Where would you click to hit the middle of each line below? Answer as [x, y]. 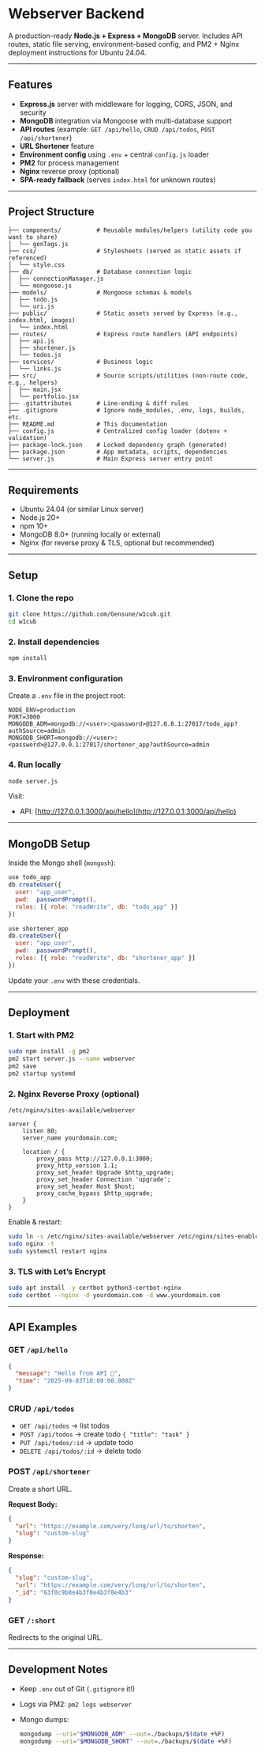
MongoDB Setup [49, 844]
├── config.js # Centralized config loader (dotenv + [118, 431]
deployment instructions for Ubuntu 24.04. [77, 52]
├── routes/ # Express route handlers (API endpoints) [123, 334]
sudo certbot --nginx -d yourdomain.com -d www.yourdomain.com [114, 1296]
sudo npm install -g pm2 [49, 1052]
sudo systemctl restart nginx [58, 1251]
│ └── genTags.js [38, 244]
